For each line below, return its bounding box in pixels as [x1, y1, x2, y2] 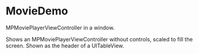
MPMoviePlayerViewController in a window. [5, 24, 115, 31]
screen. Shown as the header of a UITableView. [5, 42, 124, 49]
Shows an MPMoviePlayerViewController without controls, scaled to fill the [5, 35, 193, 43]
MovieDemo [5, 4, 68, 18]
